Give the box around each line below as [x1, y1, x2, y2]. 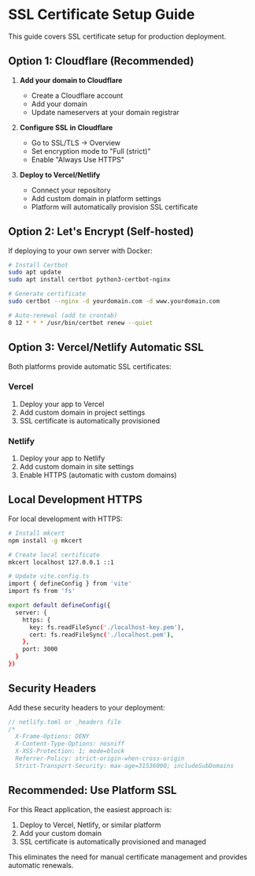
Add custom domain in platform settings [31, 193, 161, 203]
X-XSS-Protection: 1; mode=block [15, 747, 125, 755]
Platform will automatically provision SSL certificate [31, 202, 198, 211]
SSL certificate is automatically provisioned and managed [19, 837, 207, 846]
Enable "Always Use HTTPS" [31, 155, 124, 164]
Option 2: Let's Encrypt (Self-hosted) [8, 225, 194, 238]
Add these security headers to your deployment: [8, 703, 165, 712]
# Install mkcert [8, 529, 65, 537]
